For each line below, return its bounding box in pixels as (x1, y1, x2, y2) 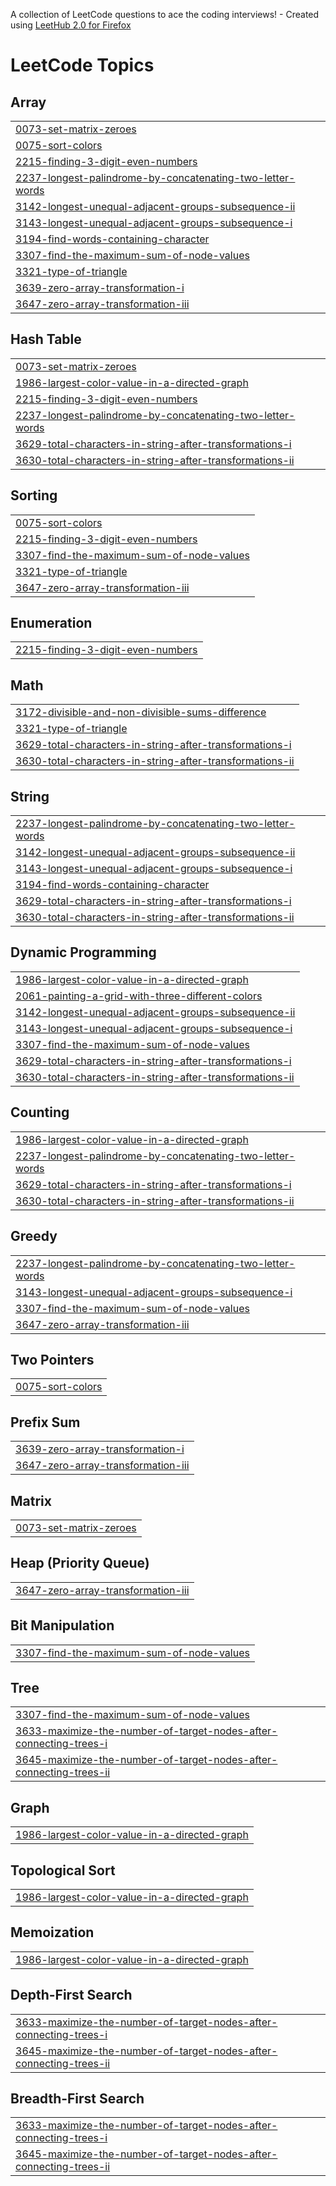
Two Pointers (10, 1351, 95, 1368)
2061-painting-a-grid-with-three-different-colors (15, 989, 263, 1003)
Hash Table (10, 331, 82, 348)
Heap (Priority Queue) (10, 1555, 150, 1572)
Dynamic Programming (10, 944, 157, 961)
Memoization (10, 1924, 95, 1941)
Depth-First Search (10, 1987, 133, 2004)
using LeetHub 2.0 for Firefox (10, 19, 132, 31)
